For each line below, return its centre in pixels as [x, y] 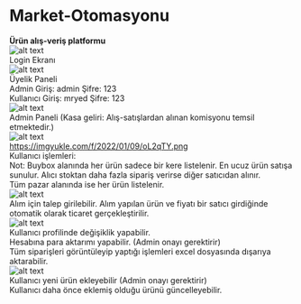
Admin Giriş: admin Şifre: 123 [63, 88]
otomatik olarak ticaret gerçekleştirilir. [79, 213]
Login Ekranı [32, 60]
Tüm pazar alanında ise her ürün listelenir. [87, 184]
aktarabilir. [29, 261]
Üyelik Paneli [33, 78]
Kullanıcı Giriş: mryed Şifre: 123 [67, 98]
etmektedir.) [32, 126]
